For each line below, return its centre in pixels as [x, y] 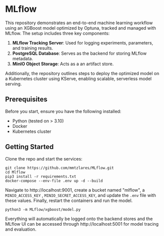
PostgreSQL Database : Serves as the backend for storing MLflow [80, 53]
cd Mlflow [15, 172]
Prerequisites [26, 99]
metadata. [23, 58]
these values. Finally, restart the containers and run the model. [69, 200]
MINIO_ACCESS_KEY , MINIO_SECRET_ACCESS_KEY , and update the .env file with [81, 195]
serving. [14, 84]
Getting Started [29, 147]
